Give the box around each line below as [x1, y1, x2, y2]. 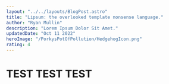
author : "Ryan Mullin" [6, 20, 62, 25]
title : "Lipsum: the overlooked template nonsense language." [6, 14, 164, 20]
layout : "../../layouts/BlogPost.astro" [6, 8, 108, 15]
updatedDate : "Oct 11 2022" [6, 31, 76, 37]
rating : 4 [6, 42, 31, 48]
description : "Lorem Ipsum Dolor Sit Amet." [6, 25, 118, 31]
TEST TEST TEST [6, 67, 92, 80]
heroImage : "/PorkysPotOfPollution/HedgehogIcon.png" [6, 36, 143, 42]
